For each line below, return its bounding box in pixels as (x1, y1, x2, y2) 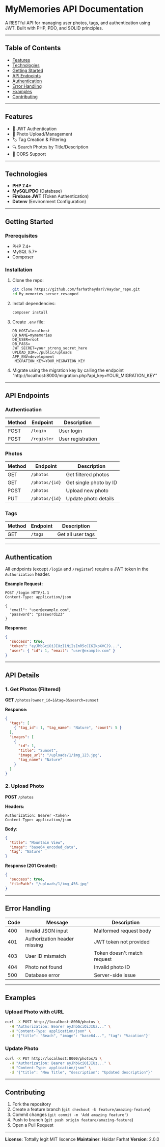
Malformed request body (94, 927, 151, 934)
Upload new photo (66, 487, 109, 494)
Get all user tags (57, 531, 95, 538)
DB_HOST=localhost (12, 328, 50, 333)
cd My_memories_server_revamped (12, 292, 79, 297)
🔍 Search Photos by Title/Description (12, 144, 88, 150)
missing (25, 941, 43, 948)
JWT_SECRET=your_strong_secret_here (12, 346, 87, 350)
